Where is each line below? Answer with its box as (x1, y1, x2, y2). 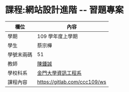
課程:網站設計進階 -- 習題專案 (5, 4, 124, 16)
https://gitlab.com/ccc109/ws (37, 78, 107, 85)
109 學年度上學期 (37, 33, 78, 40)
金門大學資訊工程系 (37, 69, 82, 76)
